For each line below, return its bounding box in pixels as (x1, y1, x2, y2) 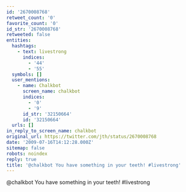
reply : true (6, 156, 37, 162)
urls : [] (12, 123, 34, 129)
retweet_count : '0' (6, 15, 56, 21)
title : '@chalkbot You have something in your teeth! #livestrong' (6, 162, 182, 168)
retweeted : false (6, 32, 51, 38)
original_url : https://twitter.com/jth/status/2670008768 (6, 133, 157, 140)
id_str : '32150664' (22, 111, 72, 117)
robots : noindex (6, 151, 48, 157)
